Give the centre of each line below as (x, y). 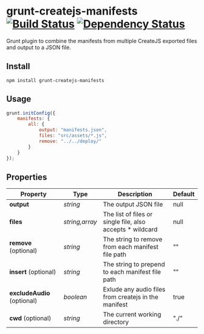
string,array (80, 222)
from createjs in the (131, 297)
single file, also (124, 222)
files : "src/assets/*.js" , (73, 136)
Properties (27, 177)
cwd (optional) (30, 318)
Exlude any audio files (134, 290)
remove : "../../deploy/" (70, 141)
